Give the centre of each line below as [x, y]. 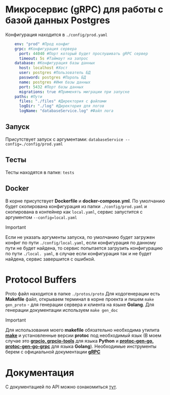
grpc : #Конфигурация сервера [46, 49]
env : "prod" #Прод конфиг [42, 44]
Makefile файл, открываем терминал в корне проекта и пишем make [80, 299]
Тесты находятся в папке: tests [40, 172]
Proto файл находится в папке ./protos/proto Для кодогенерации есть [83, 294]
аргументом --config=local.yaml [41, 217]
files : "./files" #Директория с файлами [63, 101]
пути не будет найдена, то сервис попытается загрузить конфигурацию [84, 248]
